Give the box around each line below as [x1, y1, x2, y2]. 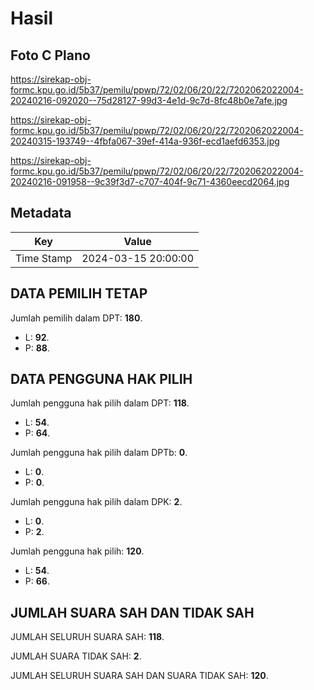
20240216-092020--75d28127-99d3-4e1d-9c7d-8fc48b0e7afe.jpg [10, 95, 288, 106]
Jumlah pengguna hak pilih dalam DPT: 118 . [10, 397, 190, 409]
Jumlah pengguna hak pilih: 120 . [10, 545, 145, 557]
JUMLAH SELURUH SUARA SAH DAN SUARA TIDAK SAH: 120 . [10, 670, 269, 682]
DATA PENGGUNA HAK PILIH [10, 371, 193, 388]
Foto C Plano [10, 47, 91, 64]
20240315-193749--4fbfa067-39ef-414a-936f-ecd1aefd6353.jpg [10, 135, 280, 147]
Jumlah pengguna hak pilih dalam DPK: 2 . [10, 496, 183, 508]
